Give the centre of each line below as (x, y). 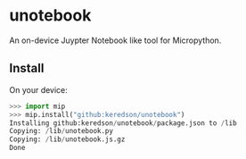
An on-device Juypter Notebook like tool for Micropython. (115, 40)
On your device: (39, 89)
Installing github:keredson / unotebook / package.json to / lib (123, 123)
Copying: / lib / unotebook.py (61, 131)
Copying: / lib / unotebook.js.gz (67, 139)
